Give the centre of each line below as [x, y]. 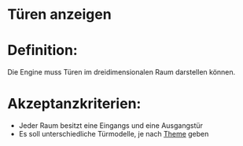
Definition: [42, 51]
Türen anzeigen [59, 15]
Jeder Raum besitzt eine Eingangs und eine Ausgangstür [111, 126]
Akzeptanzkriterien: [74, 104]
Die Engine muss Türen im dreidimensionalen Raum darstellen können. [121, 72]
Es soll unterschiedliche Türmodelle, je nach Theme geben [114, 134]
